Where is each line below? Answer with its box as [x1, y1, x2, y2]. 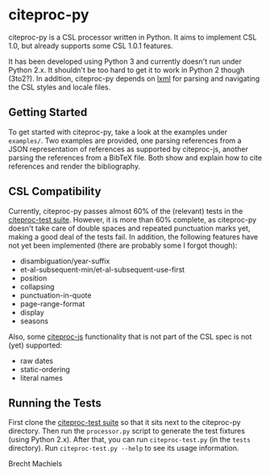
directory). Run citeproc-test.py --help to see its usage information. [8, 444, 239, 453]
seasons [19, 316, 48, 326]
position [19, 273, 48, 283]
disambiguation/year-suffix [19, 256, 110, 265]
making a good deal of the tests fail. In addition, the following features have [8, 231, 259, 241]
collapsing [19, 281, 55, 291]
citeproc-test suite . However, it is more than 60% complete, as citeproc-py [8, 215, 257, 224]
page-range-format [19, 298, 85, 308]
